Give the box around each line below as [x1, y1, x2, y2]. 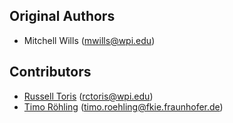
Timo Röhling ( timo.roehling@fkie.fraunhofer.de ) [23, 100, 224, 113]
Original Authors [9, 8, 116, 25]
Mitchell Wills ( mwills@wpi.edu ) [23, 34, 156, 46]
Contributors [9, 64, 92, 81]
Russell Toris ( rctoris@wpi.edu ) [23, 90, 154, 102]
